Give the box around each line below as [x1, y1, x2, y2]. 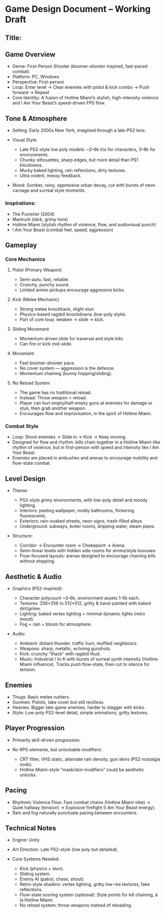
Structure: [12, 533, 33, 539]
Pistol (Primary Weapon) [12, 267, 62, 273]
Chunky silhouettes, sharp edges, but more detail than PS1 [19, 157, 139, 163]
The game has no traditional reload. [19, 389, 92, 395]
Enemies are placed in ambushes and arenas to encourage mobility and [12, 455, 158, 461]
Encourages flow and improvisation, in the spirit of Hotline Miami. [19, 411, 152, 417]
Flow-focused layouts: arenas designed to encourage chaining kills [19, 553, 156, 559]
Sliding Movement [12, 326, 49, 332]
